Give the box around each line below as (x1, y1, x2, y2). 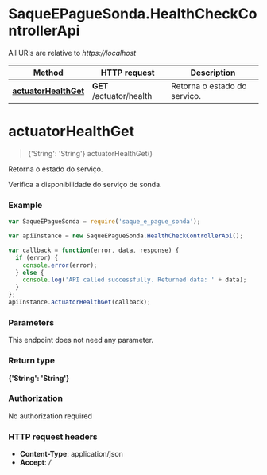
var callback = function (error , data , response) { (8, 246, 180, 254)
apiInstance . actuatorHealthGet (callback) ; (8, 298, 151, 307)
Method (33, 67, 64, 78)
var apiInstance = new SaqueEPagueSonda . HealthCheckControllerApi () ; (8, 232, 244, 240)
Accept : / (19, 457, 52, 467)
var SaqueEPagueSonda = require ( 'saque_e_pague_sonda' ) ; (8, 218, 201, 226)
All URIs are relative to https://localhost (8, 48, 137, 57)
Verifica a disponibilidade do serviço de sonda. (8, 179, 162, 189)
